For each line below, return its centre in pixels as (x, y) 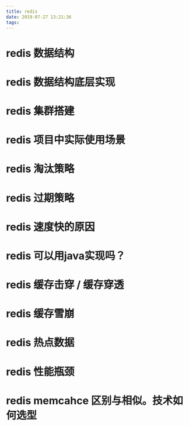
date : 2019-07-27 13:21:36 (39, 17)
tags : (13, 22)
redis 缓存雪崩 (40, 314)
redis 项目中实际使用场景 (66, 140)
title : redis (22, 11)
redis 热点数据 (40, 343)
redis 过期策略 (40, 198)
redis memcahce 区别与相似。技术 (90, 401)
